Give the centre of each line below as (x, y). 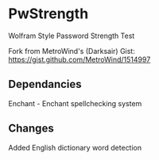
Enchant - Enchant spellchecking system (75, 103)
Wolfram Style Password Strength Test (72, 36)
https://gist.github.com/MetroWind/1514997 (79, 59)
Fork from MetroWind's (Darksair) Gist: (72, 51)
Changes (31, 129)
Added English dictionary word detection (75, 147)
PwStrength (48, 14)
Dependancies (45, 84)
